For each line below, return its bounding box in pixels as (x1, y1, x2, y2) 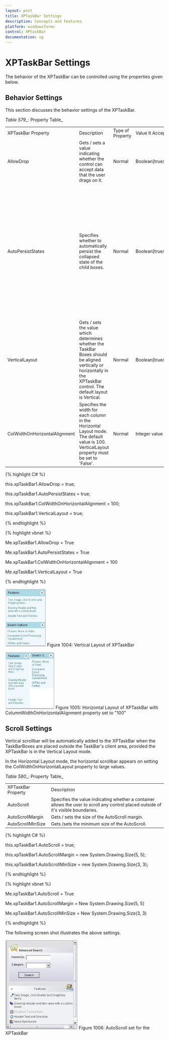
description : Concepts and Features (5, 19, 82, 24)
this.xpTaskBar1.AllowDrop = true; (5, 481, 75, 487)
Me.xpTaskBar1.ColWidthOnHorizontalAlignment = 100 (5, 559, 118, 565)
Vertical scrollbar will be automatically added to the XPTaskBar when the (5, 737, 156, 744)
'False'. (79, 460, 94, 466)
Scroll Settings (5, 724, 52, 733)
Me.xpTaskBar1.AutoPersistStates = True (5, 549, 90, 555)
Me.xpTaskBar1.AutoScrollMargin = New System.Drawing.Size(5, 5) (5, 900, 145, 906)
